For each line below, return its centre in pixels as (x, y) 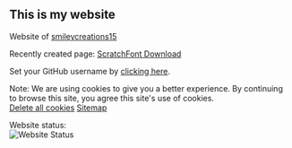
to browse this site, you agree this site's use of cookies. (112, 98)
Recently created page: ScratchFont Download (95, 54)
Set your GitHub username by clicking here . (90, 71)
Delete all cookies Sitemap (58, 108)
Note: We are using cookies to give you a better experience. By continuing (146, 88)
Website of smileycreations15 (63, 36)
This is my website (63, 15)
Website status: (38, 125)
